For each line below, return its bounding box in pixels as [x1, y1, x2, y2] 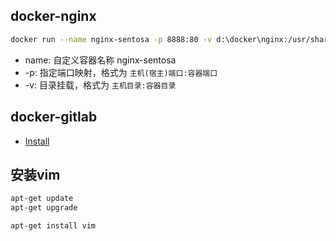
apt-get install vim [10, 221, 97, 231]
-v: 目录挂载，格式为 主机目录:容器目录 [24, 79, 177, 91]
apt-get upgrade [10, 203, 78, 213]
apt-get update [10, 194, 74, 204]
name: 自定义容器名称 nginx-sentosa [24, 54, 177, 66]
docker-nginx [10, 8, 97, 25]
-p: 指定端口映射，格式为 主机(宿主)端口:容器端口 [24, 66, 218, 78]
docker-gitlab [10, 109, 98, 126]
